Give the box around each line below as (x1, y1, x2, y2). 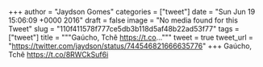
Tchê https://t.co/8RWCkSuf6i (8, 50, 109, 59)
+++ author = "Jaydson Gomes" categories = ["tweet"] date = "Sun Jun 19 (8, 7, 256, 16)
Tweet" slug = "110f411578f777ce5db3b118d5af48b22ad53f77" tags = (8, 24, 240, 33)
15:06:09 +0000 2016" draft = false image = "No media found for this (8, 15, 238, 25)
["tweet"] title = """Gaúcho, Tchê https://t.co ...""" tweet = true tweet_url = (8, 32, 254, 42)
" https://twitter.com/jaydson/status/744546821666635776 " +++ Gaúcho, (8, 41, 253, 51)
